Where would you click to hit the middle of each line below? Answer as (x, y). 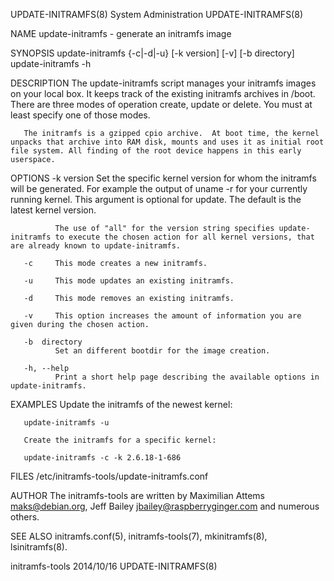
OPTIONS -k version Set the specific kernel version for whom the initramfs (163, 178)
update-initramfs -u (66, 423)
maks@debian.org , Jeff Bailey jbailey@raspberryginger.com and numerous (165, 506)
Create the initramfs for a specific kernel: (120, 440)
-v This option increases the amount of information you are (162, 316)
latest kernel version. (53, 210)
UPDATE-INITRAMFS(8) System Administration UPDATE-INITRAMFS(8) (156, 14)
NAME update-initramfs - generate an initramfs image (121, 33)
